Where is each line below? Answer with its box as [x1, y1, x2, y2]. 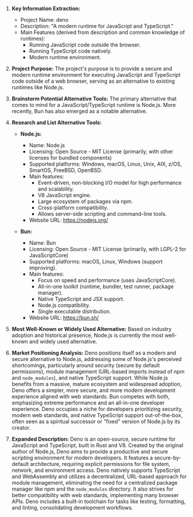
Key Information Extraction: [11, 5, 81, 12]
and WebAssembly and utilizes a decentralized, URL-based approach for [11, 473, 187, 480]
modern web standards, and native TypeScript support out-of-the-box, [11, 412, 183, 418]
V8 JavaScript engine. [37, 192, 92, 198]
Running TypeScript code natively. [29, 48, 112, 55]
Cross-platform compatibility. [37, 204, 109, 211]
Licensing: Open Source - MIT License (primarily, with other [29, 148, 174, 155]
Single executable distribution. [37, 308, 111, 315]
